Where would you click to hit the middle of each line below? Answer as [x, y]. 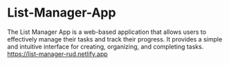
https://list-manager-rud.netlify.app [58, 54]
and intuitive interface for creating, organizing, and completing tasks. [106, 46]
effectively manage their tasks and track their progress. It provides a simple [115, 39]
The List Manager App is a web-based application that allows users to [107, 32]
